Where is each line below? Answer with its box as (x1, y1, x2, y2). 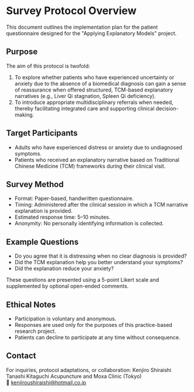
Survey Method (6, 179, 64, 189)
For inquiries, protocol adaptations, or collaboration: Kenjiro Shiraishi (6, 366, 172, 373)
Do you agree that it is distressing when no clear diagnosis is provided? (14, 252, 187, 259)
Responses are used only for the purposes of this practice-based (14, 322, 173, 328)
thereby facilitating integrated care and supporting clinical (14, 104, 155, 112)
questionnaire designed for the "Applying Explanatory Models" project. (6, 29, 177, 36)
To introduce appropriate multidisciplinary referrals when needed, (14, 99, 174, 106)
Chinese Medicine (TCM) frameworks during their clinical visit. (14, 163, 166, 170)
